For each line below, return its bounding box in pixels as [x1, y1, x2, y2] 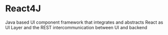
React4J [5, 3, 41, 14]
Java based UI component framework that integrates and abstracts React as [5, 19, 163, 25]
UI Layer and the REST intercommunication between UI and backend [5, 24, 147, 30]
